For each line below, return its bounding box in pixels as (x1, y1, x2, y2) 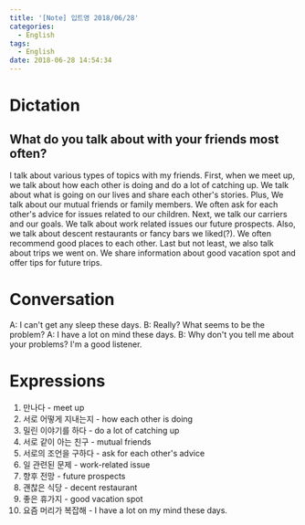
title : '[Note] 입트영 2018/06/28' (9, 13, 140, 23)
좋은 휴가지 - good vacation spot (22, 493, 143, 504)
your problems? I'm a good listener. (9, 339, 142, 350)
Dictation (9, 95, 80, 116)
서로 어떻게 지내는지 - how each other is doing (22, 413, 194, 425)
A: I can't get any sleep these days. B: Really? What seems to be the (9, 319, 266, 330)
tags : (9, 38, 30, 48)
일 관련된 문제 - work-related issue (22, 458, 151, 470)
